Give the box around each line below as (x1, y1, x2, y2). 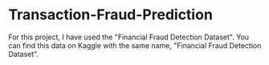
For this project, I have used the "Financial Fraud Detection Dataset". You (8, 32, 250, 42)
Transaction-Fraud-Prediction (8, 6, 213, 24)
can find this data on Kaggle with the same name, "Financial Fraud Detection (8, 40, 262, 50)
